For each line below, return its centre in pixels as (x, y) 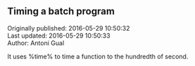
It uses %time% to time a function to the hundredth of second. (98, 56)
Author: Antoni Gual (36, 43)
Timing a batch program (61, 11)
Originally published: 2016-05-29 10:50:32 (69, 28)
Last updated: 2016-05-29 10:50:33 (59, 35)
